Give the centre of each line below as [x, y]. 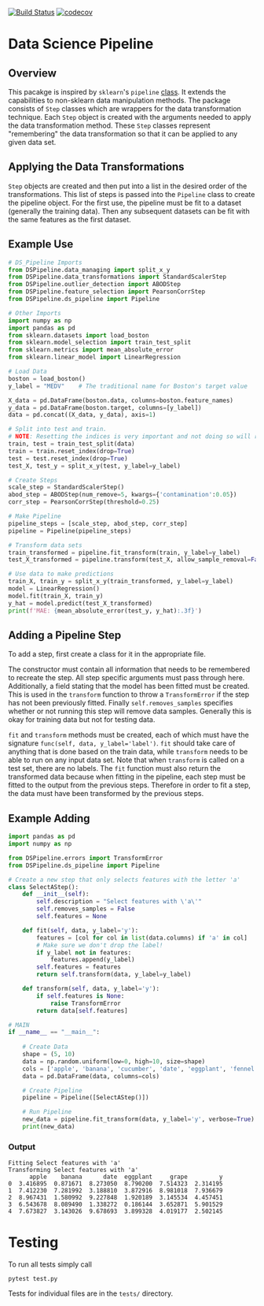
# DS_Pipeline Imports [45, 262]
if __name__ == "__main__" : [54, 1033]
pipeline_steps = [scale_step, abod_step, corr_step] [98, 523]
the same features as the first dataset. [70, 219]
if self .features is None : [81, 996]
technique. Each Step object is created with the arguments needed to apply [130, 117]
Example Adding [49, 819]
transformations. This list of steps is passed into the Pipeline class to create [132, 194]
